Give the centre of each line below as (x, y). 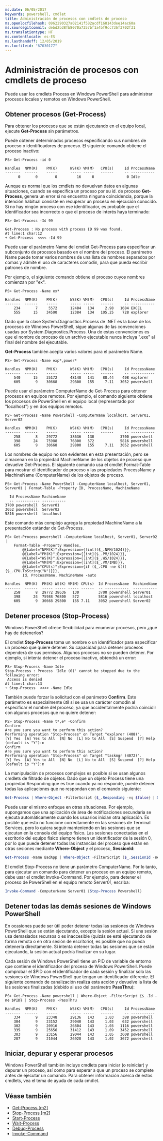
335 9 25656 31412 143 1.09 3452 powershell (83, 1030)
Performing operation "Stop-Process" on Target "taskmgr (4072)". (73, 756)
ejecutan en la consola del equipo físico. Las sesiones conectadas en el (77, 833)
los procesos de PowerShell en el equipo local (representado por (70, 401)
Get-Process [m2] (30, 1108)
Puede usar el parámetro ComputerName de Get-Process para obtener (76, 391)
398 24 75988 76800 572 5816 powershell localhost (83, 597)
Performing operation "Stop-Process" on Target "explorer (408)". (73, 735)
